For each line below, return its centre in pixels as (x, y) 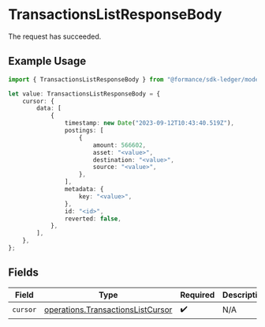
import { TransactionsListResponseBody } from (86, 79)
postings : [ (84, 130)
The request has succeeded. (55, 36)
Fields (24, 273)
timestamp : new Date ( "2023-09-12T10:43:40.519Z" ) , (149, 123)
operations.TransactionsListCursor (108, 310)
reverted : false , (93, 219)
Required (198, 295)
